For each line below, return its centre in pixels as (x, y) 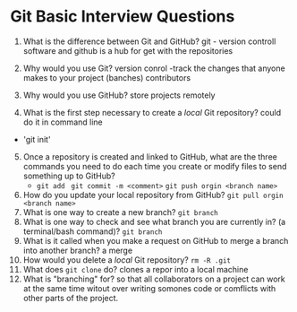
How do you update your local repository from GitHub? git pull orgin (153, 195)
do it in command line (63, 122)
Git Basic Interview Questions (123, 17)
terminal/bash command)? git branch (93, 231)
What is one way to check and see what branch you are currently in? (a (154, 221)
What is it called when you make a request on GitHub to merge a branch (156, 240)
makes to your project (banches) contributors (107, 77)
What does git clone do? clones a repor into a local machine (136, 269)
